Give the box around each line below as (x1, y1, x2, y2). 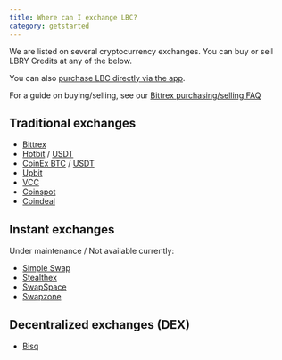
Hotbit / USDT (21, 149, 74, 160)
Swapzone (21, 291, 62, 302)
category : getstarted (9, 21, 90, 30)
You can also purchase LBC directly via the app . (9, 72, 186, 83)
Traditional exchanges (9, 115, 137, 130)
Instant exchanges (9, 222, 115, 237)
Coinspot (21, 186, 56, 197)
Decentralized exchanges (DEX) (9, 317, 190, 332)
